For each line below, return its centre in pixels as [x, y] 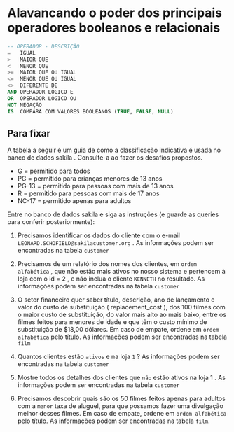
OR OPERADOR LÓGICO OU [42, 98]
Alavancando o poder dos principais [115, 13]
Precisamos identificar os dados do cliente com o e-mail [99, 235]
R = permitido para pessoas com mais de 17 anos [88, 193]
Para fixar [29, 133]
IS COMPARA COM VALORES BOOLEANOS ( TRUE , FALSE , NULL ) [90, 111]
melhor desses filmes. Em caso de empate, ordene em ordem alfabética [122, 414]
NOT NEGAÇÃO [25, 105]
